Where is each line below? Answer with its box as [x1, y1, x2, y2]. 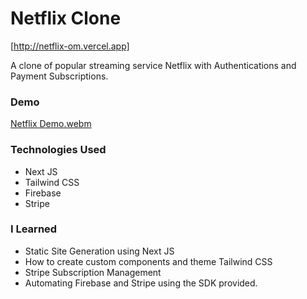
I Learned [10, 222, 58, 236]
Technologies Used [10, 143, 107, 157]
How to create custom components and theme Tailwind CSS [24, 255, 273, 267]
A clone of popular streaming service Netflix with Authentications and [10, 59, 297, 71]
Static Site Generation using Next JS [24, 245, 175, 257]
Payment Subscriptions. [10, 70, 109, 82]
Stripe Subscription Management [24, 266, 162, 278]
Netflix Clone [10, 7, 122, 30]
